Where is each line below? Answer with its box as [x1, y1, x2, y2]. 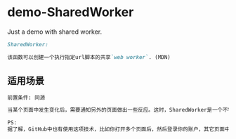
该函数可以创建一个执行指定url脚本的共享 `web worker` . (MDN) [7, 53, 171, 60]
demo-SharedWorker [7, 4, 134, 20]
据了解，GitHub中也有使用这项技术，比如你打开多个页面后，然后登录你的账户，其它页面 [7, 126, 225, 133]
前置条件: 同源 [7, 94, 46, 101]
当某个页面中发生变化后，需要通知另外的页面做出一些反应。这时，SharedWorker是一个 [7, 107, 223, 114]
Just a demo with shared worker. [7, 27, 103, 36]
